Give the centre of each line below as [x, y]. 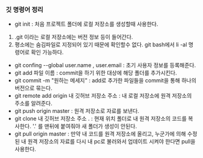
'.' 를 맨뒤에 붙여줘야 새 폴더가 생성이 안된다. [85, 126]
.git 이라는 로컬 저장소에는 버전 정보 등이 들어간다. [74, 37]
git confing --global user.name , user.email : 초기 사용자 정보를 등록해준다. [105, 65]
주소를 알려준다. [33, 103]
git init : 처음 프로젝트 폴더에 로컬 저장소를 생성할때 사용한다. [86, 24]
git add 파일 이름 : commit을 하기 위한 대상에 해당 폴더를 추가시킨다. [96, 73]
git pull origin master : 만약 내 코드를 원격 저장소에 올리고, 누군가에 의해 [100, 134]
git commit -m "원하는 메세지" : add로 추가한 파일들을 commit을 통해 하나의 [105, 81]
